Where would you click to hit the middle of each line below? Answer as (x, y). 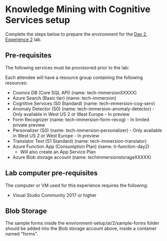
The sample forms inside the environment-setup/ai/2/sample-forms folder (82, 223)
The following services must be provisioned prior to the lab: (67, 67)
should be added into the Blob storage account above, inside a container (81, 228)
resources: (16, 83)
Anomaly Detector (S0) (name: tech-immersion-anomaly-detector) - (83, 109)
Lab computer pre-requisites (51, 173)
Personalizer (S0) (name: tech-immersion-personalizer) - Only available (87, 130)
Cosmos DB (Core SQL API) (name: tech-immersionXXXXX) (75, 93)
